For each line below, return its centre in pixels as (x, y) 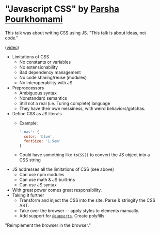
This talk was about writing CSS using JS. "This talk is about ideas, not (76, 33)
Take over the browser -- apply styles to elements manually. (79, 211)
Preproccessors (28, 88)
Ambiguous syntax (38, 93)
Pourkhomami (34, 19)
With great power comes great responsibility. (57, 190)
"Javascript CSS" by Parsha (62, 9)
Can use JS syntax (38, 185)
